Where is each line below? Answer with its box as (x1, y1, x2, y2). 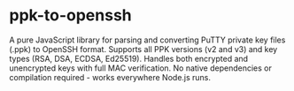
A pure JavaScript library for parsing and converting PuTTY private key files (9, 34, 286, 45)
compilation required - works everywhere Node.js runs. (9, 72, 211, 82)
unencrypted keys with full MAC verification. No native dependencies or (9, 63, 272, 73)
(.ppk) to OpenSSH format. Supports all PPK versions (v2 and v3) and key (9, 43, 278, 54)
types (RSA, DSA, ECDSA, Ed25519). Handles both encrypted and (9, 53, 249, 64)
